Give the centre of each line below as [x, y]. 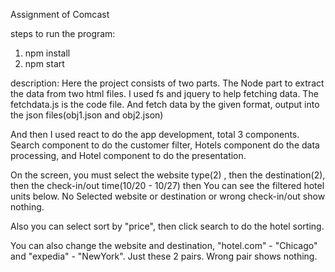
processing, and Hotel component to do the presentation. [128, 155]
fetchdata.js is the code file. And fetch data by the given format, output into [165, 104]
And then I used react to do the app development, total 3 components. [155, 134]
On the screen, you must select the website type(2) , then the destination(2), [168, 175]
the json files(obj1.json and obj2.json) [87, 115]
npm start [44, 63]
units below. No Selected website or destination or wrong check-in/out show [168, 196]
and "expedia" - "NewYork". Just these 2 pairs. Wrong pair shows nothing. [164, 256]
